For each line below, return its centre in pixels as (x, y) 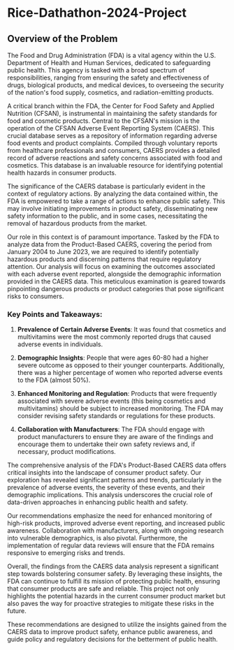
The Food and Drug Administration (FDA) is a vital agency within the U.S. (112, 55)
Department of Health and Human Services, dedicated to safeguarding (109, 63)
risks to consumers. (36, 296)
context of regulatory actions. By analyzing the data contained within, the (113, 194)
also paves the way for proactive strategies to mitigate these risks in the (111, 604)
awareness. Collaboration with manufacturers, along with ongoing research (116, 531)
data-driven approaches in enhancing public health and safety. (98, 502)
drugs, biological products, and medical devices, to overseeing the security (116, 85)
